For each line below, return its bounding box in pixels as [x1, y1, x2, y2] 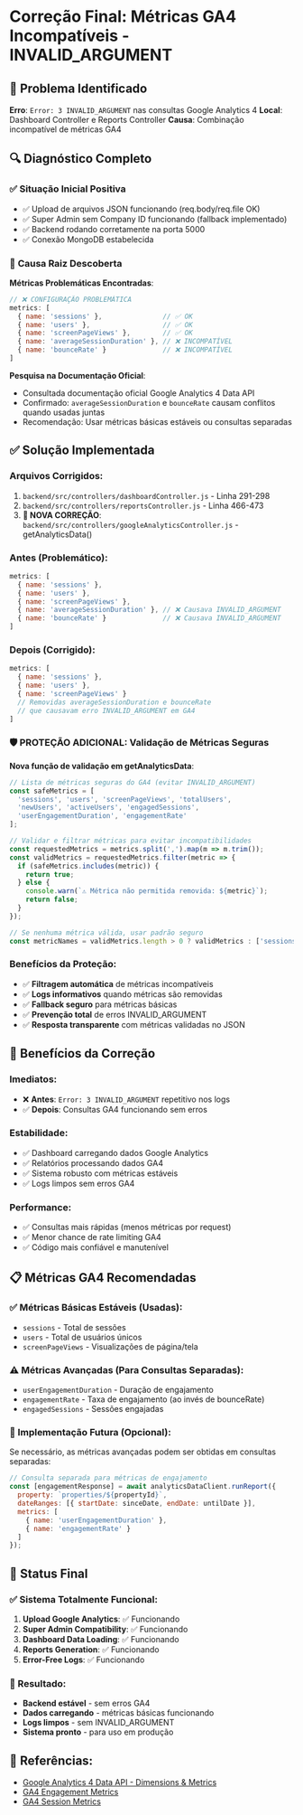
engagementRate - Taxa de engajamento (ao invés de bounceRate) [22, 1394, 265, 1405]
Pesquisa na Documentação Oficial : [9, 370, 146, 381]
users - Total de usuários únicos [22, 1331, 142, 1342]
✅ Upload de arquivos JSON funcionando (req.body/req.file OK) [22, 203, 261, 214]
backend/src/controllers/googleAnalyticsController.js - [22, 519, 239, 530]
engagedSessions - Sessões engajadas [22, 1404, 164, 1415]
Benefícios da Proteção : [9, 958, 117, 971]
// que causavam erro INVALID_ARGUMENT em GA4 [17, 706, 196, 715]
